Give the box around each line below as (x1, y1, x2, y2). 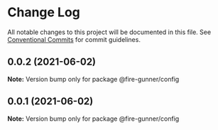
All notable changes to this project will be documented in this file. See (7, 28, 212, 36)
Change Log (7, 4, 80, 21)
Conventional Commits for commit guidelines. (7, 35, 141, 43)
